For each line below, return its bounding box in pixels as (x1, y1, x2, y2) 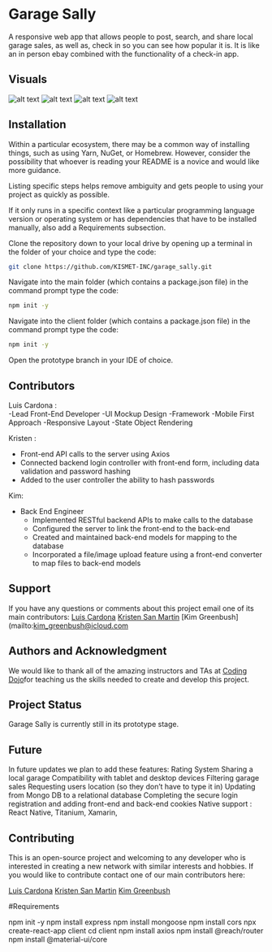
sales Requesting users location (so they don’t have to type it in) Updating (8, 781, 256, 792)
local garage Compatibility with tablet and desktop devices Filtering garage (8, 773, 260, 783)
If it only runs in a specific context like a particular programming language (8, 205, 255, 215)
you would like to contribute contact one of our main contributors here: (8, 870, 246, 880)
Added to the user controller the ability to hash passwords (19, 475, 215, 484)
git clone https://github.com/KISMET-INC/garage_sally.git (8, 262, 213, 270)
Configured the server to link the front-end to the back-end (32, 524, 231, 533)
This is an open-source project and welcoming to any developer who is (8, 853, 246, 863)
